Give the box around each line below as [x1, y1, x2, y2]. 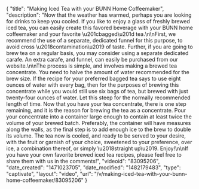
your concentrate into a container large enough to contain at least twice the [6, 113, 192, 120]
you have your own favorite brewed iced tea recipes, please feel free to [6, 151, 182, 158]
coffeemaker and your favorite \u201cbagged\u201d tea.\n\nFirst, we [6, 31, 176, 38]
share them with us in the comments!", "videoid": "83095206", [6, 158, 160, 164]
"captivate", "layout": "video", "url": [6, 170, 93, 177]
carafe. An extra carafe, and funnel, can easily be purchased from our [6, 56, 178, 63]
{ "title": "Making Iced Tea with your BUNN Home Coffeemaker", [6, 5, 164, 12]
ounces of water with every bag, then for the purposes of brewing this [6, 81, 179, 89]
